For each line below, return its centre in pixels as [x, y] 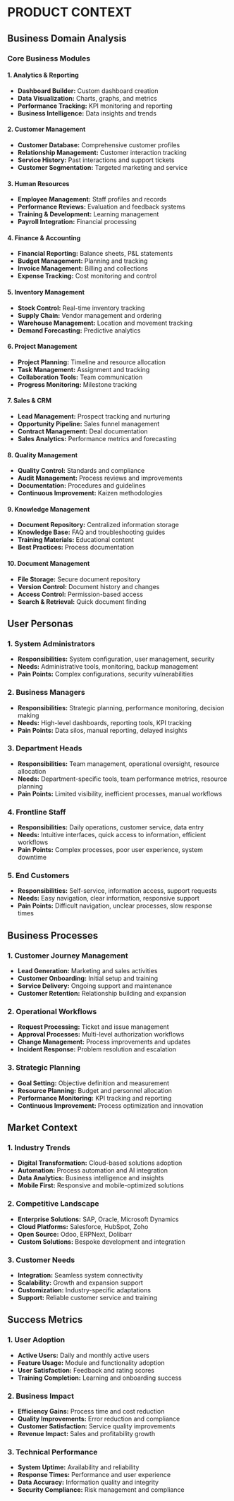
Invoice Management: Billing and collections [82, 268]
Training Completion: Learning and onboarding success [99, 1378]
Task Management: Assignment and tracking [84, 369]
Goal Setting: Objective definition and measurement [93, 1083]
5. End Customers [38, 876]
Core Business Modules [49, 58]
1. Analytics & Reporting [43, 75]
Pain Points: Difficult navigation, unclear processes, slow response [115, 906]
